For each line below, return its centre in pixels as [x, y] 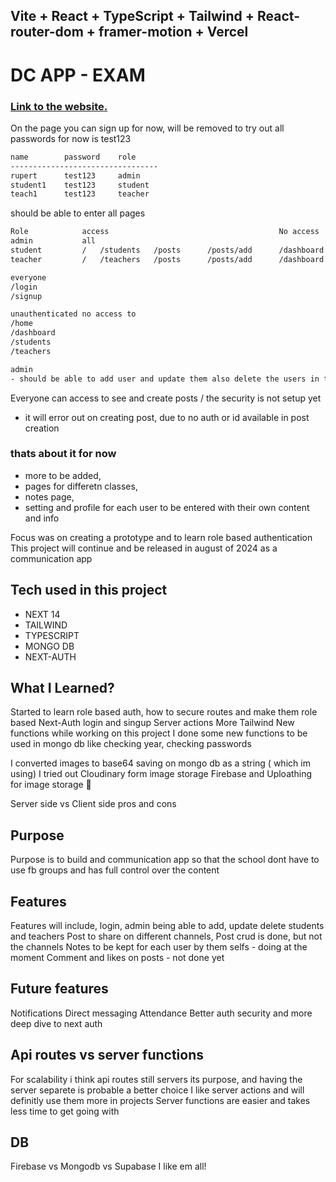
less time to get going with [65, 1111]
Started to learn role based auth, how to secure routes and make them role [164, 712]
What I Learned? [62, 688]
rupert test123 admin [75, 175]
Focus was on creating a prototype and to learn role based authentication [161, 537]
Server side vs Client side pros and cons [93, 804]
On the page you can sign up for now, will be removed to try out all [147, 128]
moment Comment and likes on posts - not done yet [117, 958]
